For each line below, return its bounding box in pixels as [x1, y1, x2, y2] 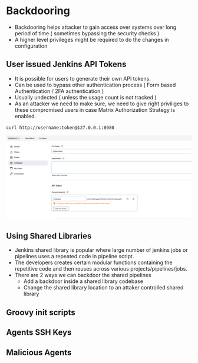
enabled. [14, 112, 37, 119]
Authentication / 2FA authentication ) [14, 87, 104, 95]
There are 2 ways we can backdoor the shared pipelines [14, 272, 151, 279]
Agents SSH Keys [6, 328, 72, 338]
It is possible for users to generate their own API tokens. [14, 75, 151, 82]
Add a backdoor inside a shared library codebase [23, 278, 143, 285]
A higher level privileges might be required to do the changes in [14, 36, 169, 43]
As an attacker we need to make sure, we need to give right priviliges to [14, 100, 189, 107]
